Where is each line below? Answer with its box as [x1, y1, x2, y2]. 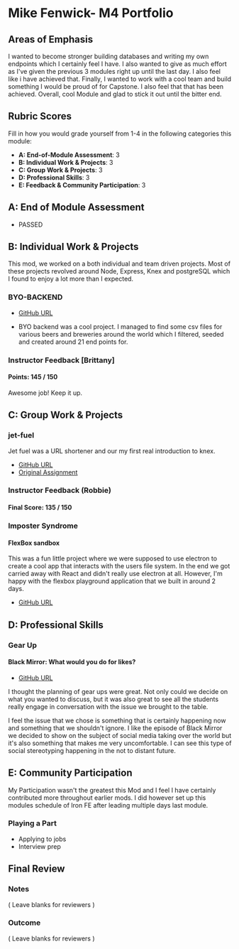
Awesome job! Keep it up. [8, 389, 83, 397]
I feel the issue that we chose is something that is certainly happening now [8, 716, 226, 725]
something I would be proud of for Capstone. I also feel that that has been [8, 82, 224, 90]
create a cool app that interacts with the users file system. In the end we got [8, 562, 230, 570]
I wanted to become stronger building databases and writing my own [8, 52, 209, 60]
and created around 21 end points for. [18, 337, 128, 346]
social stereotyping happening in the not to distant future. [8, 746, 177, 754]
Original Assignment [18, 467, 78, 477]
